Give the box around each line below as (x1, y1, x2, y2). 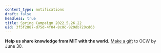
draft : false (5, 12, 32, 16)
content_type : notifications (5, 7, 64, 12)
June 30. (5, 43, 23, 49)
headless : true (5, 16, 36, 21)
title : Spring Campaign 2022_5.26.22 (5, 20, 82, 26)
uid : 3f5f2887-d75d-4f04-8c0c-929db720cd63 (5, 25, 95, 30)
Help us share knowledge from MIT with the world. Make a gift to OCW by (5, 38, 156, 44)
